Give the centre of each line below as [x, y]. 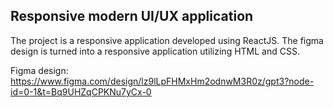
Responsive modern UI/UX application [132, 16]
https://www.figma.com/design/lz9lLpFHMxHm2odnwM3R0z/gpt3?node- [162, 81]
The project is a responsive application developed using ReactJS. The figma [167, 40]
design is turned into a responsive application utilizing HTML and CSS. [155, 51]
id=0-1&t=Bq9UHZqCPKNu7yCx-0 [81, 91]
